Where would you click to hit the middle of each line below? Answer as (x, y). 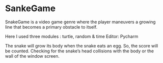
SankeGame (30, 8)
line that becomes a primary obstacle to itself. (51, 27)
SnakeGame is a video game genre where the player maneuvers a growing (81, 22)
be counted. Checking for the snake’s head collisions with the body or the (80, 51)
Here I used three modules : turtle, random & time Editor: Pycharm (72, 36)
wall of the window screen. (32, 56)
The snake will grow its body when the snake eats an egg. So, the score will (81, 46)
